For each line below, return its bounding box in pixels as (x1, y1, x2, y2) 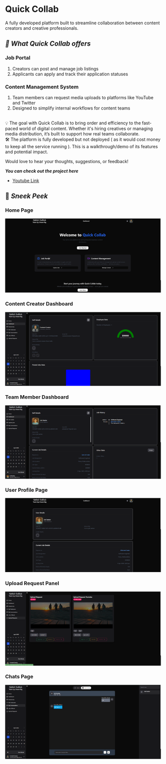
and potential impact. (5, 149, 48, 155)
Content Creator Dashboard (5, 300, 73, 307)
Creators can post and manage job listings (12, 65, 99, 71)
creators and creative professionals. (5, 25, 79, 31)
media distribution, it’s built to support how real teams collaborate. (5, 130, 140, 137)
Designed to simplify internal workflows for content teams (12, 105, 130, 111)
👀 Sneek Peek (5, 192, 48, 200)
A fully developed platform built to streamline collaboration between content (5, 20, 160, 26)
